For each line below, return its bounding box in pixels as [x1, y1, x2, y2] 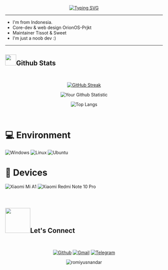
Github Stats [16, 59, 56, 67]
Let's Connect [30, 226, 75, 235]
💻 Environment [5, 129, 71, 140]
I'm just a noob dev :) [12, 35, 56, 41]
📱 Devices [5, 167, 47, 178]
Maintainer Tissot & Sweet [12, 30, 66, 35]
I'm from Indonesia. [12, 19, 52, 25]
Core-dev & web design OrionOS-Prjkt [12, 24, 91, 30]
